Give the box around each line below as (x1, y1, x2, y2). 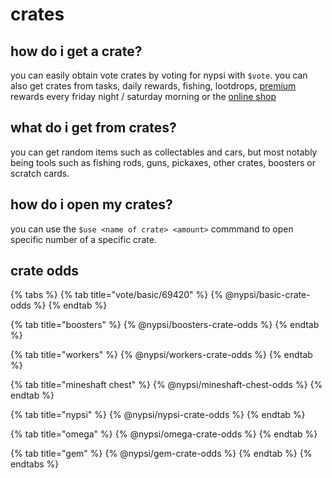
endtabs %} (10, 458, 60, 470)
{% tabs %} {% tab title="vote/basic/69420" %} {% (10, 289, 223, 301)
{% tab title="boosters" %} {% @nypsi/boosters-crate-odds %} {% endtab (10, 319, 320, 331)
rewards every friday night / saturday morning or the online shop (10, 91, 277, 102)
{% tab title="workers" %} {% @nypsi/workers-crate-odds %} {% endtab (10, 349, 313, 361)
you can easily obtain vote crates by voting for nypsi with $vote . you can (10, 69, 308, 81)
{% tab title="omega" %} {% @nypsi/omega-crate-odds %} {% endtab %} (10, 428, 318, 440)
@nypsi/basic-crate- (224, 289, 311, 301)
